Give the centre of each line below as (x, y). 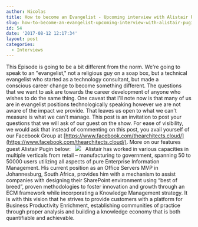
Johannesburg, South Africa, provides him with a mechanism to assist (91, 174)
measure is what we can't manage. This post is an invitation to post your (94, 117)
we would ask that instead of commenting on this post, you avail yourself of (98, 129)
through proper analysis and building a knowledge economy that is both (93, 211)
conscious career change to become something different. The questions (94, 85)
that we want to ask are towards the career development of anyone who (93, 91)
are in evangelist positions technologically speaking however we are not (93, 104)
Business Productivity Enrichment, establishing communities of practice (93, 205)
